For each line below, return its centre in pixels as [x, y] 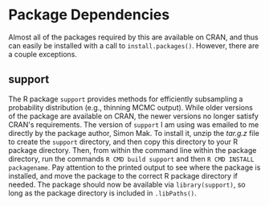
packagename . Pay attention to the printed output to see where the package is [134, 167]
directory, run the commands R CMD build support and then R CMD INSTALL [131, 159]
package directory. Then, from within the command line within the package [132, 150]
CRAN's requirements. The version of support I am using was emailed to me [134, 124]
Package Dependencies [89, 15]
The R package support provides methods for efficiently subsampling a [126, 99]
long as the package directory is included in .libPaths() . [102, 193]
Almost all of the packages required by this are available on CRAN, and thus [133, 37]
